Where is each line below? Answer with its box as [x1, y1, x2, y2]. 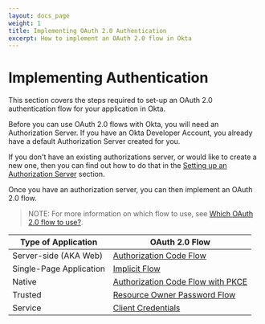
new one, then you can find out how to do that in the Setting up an [8, 161, 227, 170]
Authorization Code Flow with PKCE [112, 277, 247, 288]
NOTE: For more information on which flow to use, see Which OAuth [27, 209, 254, 219]
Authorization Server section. [8, 170, 105, 179]
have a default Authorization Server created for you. [8, 137, 181, 146]
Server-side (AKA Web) [12, 250, 103, 261]
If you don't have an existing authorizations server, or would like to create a [8, 152, 257, 162]
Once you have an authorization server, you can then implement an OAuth [8, 185, 253, 195]
